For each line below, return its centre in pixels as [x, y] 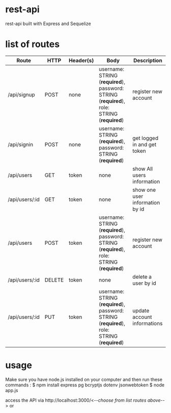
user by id [144, 283]
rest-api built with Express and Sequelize [48, 24]
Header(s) [81, 60]
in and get [144, 144]
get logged [145, 138]
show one [144, 190]
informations [147, 323]
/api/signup [22, 95]
